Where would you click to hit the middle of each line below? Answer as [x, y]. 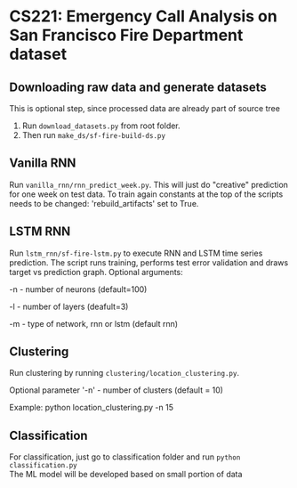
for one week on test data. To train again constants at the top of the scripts [146, 194]
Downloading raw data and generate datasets [138, 87]
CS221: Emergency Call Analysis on [143, 16]
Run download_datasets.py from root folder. [101, 126]
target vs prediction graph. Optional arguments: [96, 272]
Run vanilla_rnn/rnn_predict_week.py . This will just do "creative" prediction [149, 184]
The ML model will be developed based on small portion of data [126, 475]
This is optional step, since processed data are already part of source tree [144, 108]
